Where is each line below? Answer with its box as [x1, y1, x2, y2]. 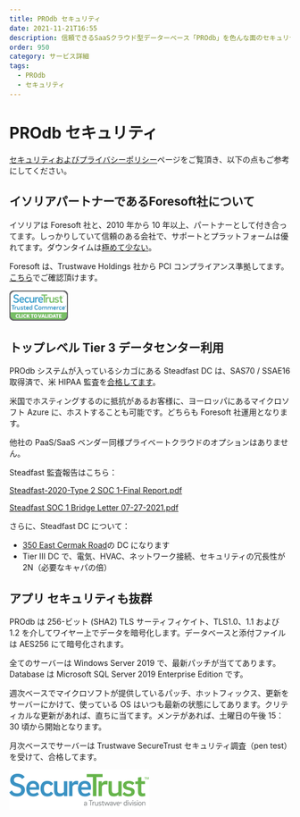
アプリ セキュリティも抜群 [9, 591, 153, 606]
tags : [9, 62, 29, 71]
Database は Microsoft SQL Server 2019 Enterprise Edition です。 [9, 669, 248, 679]
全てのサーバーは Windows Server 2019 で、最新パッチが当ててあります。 [9, 658, 281, 669]
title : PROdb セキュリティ [9, 14, 101, 23]
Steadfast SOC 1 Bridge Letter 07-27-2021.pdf [9, 502, 179, 513]
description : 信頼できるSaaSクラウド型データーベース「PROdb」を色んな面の [9, 33, 263, 42]
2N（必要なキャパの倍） [21, 562, 112, 573]
